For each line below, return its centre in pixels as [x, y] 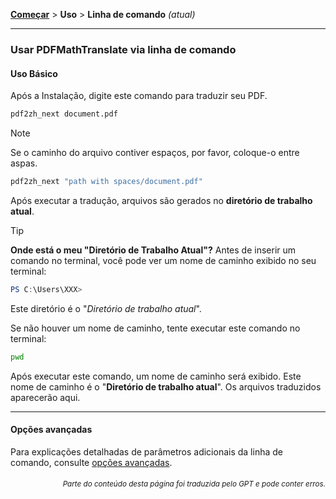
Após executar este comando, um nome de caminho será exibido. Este [156, 376]
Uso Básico [34, 73]
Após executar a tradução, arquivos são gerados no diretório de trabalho [161, 200]
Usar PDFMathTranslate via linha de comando [123, 49]
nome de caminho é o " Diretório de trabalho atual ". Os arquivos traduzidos [166, 386]
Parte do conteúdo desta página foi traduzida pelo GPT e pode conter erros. [194, 484]
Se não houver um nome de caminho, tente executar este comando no [155, 328]
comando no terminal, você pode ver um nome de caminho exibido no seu [163, 260]
